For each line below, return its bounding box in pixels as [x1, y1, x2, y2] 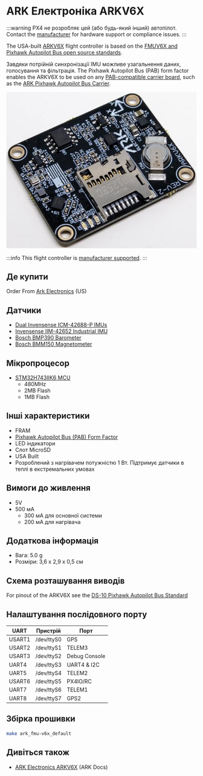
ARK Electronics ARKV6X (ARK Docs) [14, 763, 108, 771]
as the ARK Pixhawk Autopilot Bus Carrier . [6, 80, 111, 87]
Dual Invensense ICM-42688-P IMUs [14, 322, 108, 329]
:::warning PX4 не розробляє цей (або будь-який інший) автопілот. [6, 24, 177, 31]
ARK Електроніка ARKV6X [6, 4, 144, 18]
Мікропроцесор [6, 358, 69, 368]
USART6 [8, 678, 31, 685]
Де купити [6, 271, 48, 282]
